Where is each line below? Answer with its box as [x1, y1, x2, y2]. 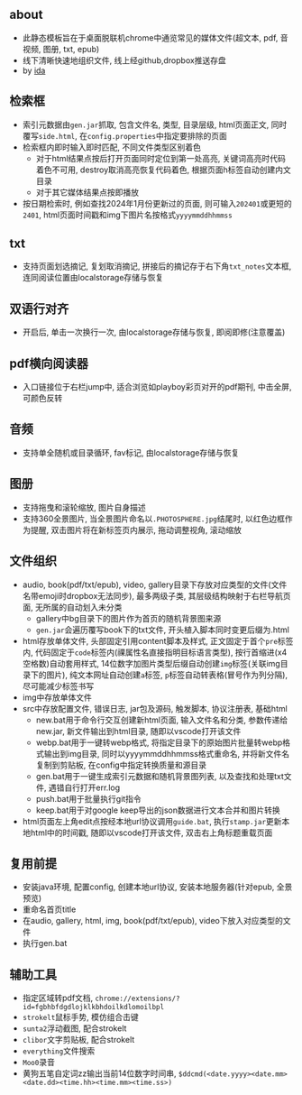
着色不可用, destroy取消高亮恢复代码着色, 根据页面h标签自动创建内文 [35, 164, 291, 175]
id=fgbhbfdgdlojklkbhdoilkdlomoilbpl [22, 1003, 165, 1012]
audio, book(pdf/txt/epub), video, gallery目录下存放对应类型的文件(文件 [22, 579, 288, 590]
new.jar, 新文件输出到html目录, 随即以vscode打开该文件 [35, 725, 242, 736]
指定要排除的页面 [163, 130, 227, 141]
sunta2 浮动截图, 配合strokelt [22, 1023, 127, 1034]
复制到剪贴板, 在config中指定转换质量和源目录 [35, 759, 207, 770]
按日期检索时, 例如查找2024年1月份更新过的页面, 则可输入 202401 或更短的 [22, 198, 293, 208]
